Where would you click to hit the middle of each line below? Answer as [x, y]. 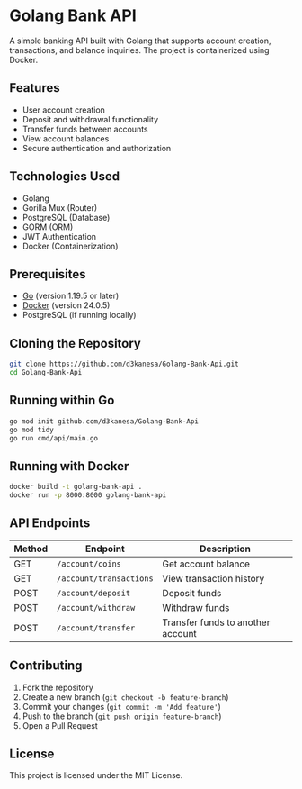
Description [225, 549]
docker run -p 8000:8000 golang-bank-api [88, 495]
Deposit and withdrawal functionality [90, 119]
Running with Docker [69, 466]
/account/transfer [96, 628]
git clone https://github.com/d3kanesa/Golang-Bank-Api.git [124, 364]
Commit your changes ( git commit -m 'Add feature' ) [122, 706]
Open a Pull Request [60, 725]
